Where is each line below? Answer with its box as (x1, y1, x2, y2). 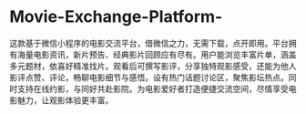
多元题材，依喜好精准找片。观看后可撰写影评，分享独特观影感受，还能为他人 (9, 60, 297, 71)
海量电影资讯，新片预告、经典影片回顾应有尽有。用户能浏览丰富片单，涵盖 (16, 48, 297, 60)
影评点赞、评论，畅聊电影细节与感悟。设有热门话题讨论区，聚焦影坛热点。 (9, 71, 289, 83)
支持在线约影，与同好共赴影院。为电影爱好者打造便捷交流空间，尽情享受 (16, 83, 289, 94)
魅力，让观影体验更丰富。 (16, 94, 114, 106)
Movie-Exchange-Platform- (9, 6, 223, 27)
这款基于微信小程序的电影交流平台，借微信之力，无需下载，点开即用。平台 (9, 37, 289, 48)
